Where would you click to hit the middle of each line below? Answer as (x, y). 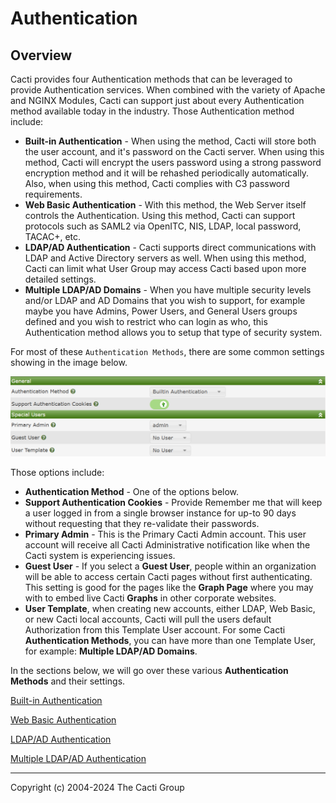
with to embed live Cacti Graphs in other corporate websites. (150, 598)
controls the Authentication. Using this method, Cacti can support (160, 215)
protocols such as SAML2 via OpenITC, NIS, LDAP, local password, (163, 226)
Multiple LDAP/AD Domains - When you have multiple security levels (168, 290)
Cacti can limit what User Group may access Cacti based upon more (165, 268)
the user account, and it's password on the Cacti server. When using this (174, 151)
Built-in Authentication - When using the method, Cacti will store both (170, 141)
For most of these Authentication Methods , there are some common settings (167, 351)
